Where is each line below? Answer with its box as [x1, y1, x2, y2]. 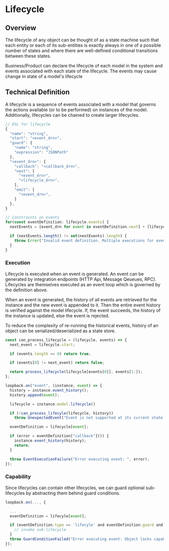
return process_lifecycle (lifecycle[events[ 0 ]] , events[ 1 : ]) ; [10, 369, 143, 374]
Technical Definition [5, 88, 70, 97]
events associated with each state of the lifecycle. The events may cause [5, 68, 157, 74]
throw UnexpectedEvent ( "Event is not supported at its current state [14, 415, 163, 421]
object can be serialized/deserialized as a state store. [5, 328, 116, 334]
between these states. [5, 53, 51, 59]
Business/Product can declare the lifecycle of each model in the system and [5, 63, 163, 68]
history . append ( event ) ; [10, 392, 59, 398]
